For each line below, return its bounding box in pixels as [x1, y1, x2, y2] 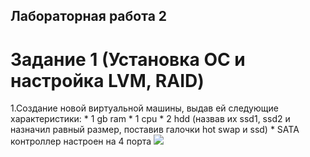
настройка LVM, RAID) [10, 69, 205, 92]
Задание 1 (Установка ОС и [10, 48, 246, 71]
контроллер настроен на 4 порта [10, 135, 152, 148]
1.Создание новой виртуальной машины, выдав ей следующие [10, 102, 279, 114]
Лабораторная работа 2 [10, 8, 168, 25]
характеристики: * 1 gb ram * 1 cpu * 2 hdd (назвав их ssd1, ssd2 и [10, 113, 291, 125]
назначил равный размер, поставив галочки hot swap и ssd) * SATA [10, 124, 300, 136]
